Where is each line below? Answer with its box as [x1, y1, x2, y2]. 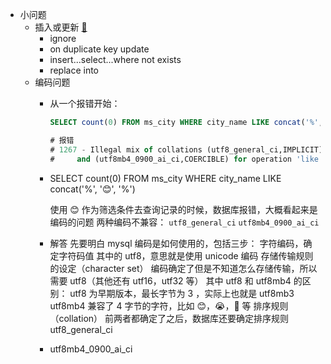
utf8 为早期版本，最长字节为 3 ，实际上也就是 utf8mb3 [69, 287, 295, 299]
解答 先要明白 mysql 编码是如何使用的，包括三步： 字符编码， [49, 237, 304, 249]
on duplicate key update [49, 43, 150, 55]
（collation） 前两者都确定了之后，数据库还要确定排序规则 [49, 312, 289, 324]
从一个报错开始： [49, 98, 121, 109]
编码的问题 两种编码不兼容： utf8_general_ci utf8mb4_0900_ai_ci [49, 216, 320, 228]
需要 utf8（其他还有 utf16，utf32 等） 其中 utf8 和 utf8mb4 [49, 274, 292, 287]
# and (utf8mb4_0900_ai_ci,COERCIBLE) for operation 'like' [49, 154, 324, 164]
